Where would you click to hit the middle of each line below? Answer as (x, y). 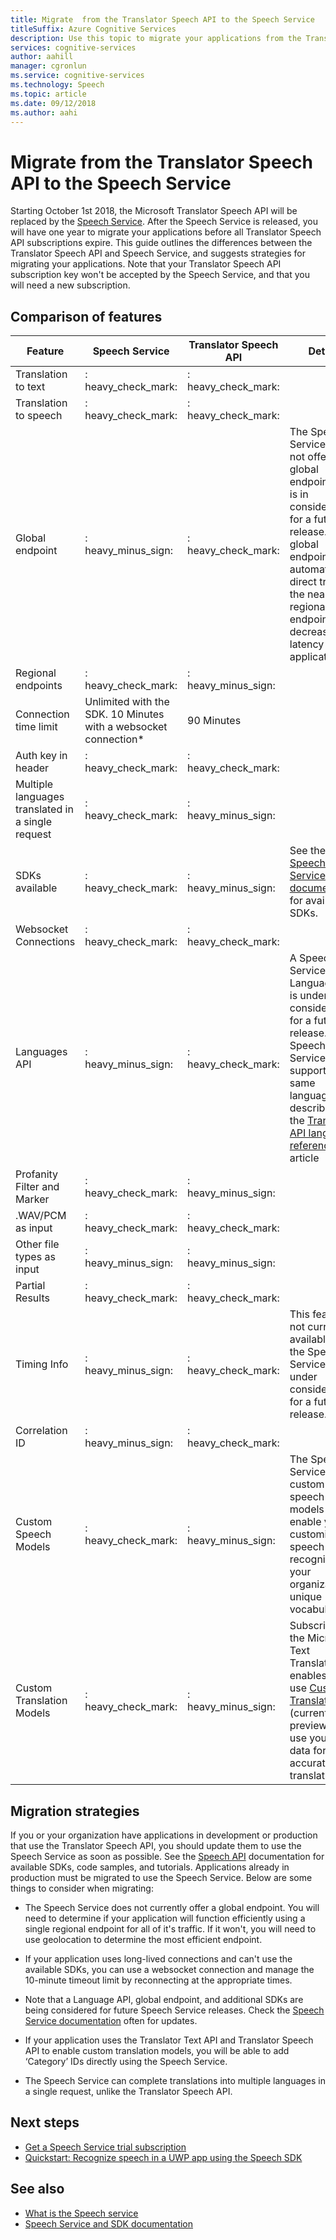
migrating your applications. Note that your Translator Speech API (146, 264)
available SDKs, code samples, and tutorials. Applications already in (150, 1867)
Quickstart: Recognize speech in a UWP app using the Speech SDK (163, 2157)
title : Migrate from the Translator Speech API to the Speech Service (162, 19)
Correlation (41, 1431)
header (32, 768)
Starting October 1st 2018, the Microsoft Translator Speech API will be (154, 211)
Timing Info (42, 1364)
